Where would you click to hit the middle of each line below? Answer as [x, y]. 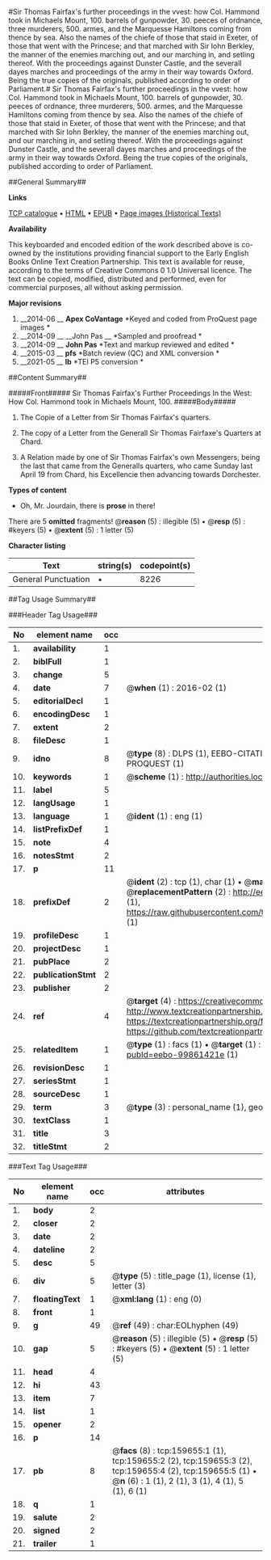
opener [48, 1424]
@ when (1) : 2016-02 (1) [177, 688]
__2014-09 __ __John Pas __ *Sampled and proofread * [111, 336]
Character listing [37, 546]
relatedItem [56, 1050]
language [52, 816]
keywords [53, 777]
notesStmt [54, 856]
